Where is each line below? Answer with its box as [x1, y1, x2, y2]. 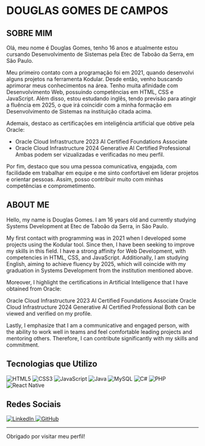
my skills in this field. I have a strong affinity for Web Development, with [6, 247, 186, 254]
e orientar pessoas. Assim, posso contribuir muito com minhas [6, 176, 164, 183]
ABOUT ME [6, 200, 50, 210]
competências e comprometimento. [6, 182, 96, 189]
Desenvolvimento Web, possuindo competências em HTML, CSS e [6, 88, 174, 95]
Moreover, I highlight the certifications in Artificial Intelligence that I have [6, 278, 189, 286]
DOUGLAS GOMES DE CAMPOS [6, 4, 169, 18]
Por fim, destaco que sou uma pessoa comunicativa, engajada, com [6, 163, 177, 170]
